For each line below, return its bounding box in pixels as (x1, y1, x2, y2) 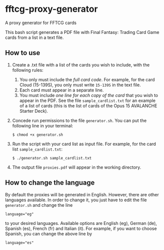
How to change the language (5, 179, 95, 187)
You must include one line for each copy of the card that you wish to (19, 92, 158, 98)
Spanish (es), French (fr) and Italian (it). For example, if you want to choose (5, 225, 157, 231)
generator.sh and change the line (5, 202, 73, 208)
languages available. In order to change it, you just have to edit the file (5, 197, 147, 203)
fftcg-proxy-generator (5, 3, 98, 15)
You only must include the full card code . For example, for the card (19, 76, 155, 82)
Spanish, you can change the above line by (5, 230, 92, 237)
